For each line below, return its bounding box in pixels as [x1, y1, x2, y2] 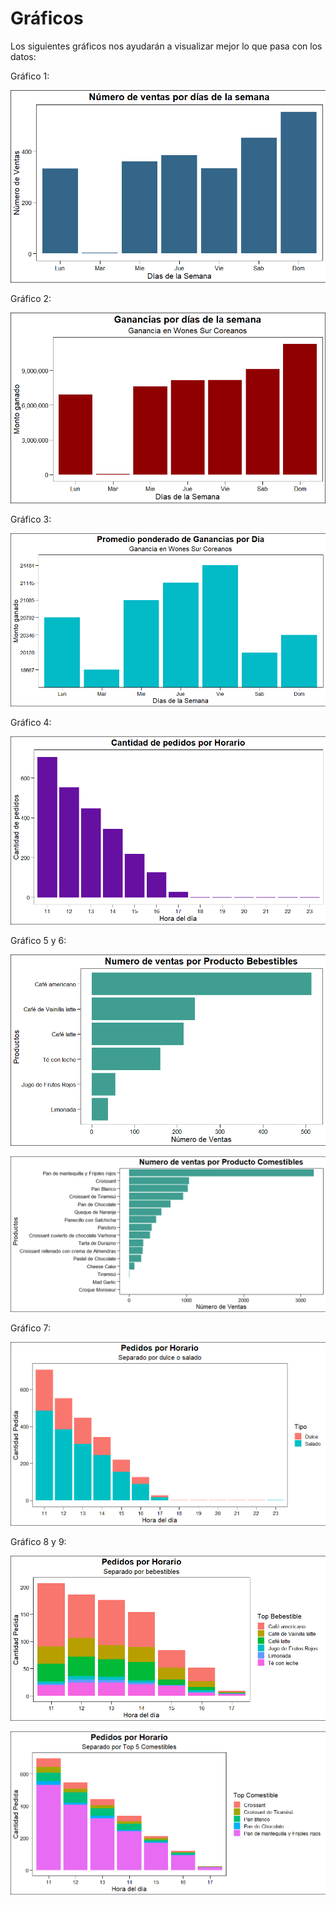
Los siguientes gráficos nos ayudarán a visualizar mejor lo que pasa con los [10, 40, 323, 52]
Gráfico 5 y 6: [10, 935, 67, 947]
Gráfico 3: [10, 513, 52, 525]
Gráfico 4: [10, 717, 52, 729]
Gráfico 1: [10, 70, 50, 82]
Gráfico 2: [10, 292, 52, 304]
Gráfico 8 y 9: [10, 1535, 67, 1547]
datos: [10, 50, 37, 62]
